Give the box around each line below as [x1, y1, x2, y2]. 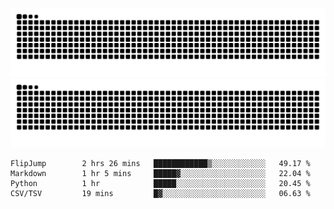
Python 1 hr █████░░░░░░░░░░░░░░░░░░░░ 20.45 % [10, 178, 311, 188]
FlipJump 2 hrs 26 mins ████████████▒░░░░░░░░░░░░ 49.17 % [10, 158, 311, 168]
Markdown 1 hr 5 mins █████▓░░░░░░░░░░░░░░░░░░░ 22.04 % [10, 168, 311, 178]
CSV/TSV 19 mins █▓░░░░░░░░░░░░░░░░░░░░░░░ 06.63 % [10, 188, 311, 198]
